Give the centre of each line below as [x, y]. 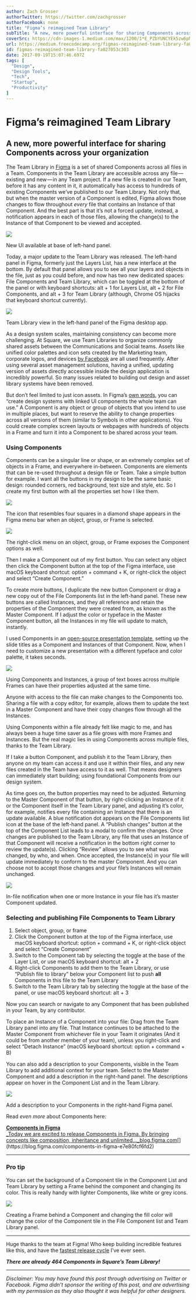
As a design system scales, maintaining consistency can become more [91, 334]
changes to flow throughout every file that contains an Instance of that [91, 204]
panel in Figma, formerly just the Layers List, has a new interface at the [91, 263]
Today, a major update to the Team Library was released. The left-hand [91, 256]
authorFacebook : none [32, 22]
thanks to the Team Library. [39, 746]
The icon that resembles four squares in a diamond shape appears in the [93, 514]
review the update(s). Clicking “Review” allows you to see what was [87, 849]
